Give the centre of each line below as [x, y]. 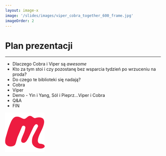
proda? [20, 74]
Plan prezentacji [39, 46]
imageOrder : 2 [20, 21]
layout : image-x [22, 10]
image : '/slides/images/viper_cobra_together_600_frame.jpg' [69, 16]
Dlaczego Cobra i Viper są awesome [49, 64]
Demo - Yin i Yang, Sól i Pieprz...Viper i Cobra [59, 95]
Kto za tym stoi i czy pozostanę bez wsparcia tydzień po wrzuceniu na [84, 69]
